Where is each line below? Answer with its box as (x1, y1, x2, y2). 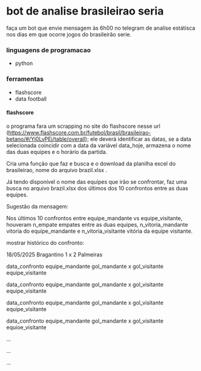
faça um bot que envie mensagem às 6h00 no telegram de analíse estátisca (6, 24, 196, 32)
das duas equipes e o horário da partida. (6, 148, 108, 155)
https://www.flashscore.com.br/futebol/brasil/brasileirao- (8, 129, 151, 136)
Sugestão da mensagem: (6, 202, 68, 210)
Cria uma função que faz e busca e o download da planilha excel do (6, 159, 176, 167)
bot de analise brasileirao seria (6, 4, 164, 18)
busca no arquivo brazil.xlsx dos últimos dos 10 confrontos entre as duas (6, 184, 189, 192)
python (15, 59, 33, 67)
